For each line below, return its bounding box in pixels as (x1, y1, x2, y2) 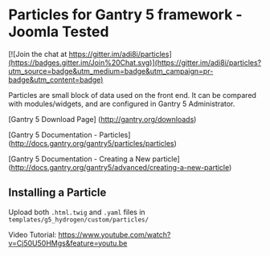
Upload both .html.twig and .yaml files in (8, 207, 146, 217)
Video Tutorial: (8, 230, 57, 239)
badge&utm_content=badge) (8, 75, 104, 84)
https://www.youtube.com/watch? (58, 230, 171, 239)
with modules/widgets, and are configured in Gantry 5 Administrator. (8, 99, 235, 108)
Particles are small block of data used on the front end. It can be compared (8, 90, 257, 100)
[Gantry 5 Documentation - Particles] (8, 130, 131, 140)
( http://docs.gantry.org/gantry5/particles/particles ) (8, 138, 177, 148)
